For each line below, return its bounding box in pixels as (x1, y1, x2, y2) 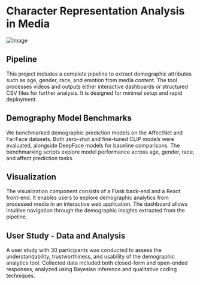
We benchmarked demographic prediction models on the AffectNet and (6, 129, 183, 136)
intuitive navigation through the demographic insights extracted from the (6, 207, 185, 214)
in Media (6, 17, 50, 31)
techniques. (6, 272, 35, 280)
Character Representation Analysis (6, 4, 185, 18)
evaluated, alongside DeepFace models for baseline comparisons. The (6, 142, 180, 149)
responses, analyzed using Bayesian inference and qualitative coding (6, 266, 177, 273)
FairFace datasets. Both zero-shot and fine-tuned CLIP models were (6, 135, 175, 142)
